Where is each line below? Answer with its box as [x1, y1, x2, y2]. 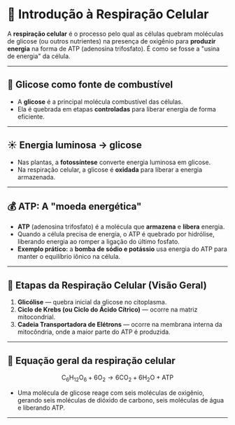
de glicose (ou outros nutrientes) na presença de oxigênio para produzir [7, 36, 216, 45]
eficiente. [17, 112, 45, 121]
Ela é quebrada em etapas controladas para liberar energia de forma [17, 104, 217, 113]
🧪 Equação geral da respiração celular [7, 354, 176, 367]
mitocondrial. [17, 313, 56, 321]
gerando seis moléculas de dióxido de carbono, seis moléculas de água [17, 396, 225, 404]
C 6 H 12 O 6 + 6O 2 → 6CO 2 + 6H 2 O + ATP [62, 373, 173, 383]
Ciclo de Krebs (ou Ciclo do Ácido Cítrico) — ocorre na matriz [17, 305, 198, 314]
